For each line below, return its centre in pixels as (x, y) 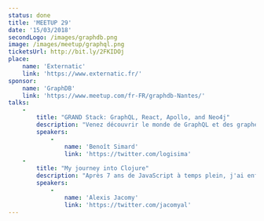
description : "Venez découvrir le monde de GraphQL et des (135, 125)
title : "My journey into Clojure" (93, 168)
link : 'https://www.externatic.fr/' (82, 74)
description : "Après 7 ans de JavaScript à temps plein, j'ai (140, 176)
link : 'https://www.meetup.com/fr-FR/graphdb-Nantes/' (114, 96)
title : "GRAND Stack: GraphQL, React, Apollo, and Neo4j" (133, 118)
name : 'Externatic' (54, 67)
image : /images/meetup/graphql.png (66, 45)
